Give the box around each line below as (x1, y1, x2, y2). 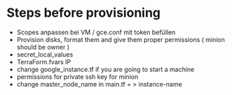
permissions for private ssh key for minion (16, 72, 139, 81)
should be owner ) (16, 43, 70, 51)
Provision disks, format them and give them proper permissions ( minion (16, 35, 226, 43)
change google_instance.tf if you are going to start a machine (16, 65, 195, 73)
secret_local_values (16, 50, 74, 59)
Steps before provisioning (6, 5, 161, 21)
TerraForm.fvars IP (16, 57, 71, 66)
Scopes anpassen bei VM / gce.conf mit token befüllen (16, 28, 176, 36)
